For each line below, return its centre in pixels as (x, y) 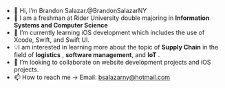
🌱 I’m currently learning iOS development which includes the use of (109, 32)
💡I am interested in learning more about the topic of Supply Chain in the (116, 47)
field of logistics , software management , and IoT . (87, 55)
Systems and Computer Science (61, 25)
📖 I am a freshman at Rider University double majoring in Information (111, 18)
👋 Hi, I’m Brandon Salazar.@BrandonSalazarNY (80, 11)
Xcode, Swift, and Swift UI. (52, 40)
